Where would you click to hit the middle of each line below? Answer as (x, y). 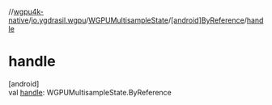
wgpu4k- (29, 12)
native (19, 20)
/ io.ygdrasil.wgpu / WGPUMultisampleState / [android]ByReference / (137, 20)
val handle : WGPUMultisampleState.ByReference (90, 92)
